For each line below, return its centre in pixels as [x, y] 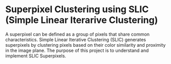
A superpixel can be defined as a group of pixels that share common [78, 34]
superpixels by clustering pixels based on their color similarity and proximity [85, 45]
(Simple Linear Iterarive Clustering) [82, 20]
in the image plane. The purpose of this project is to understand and [77, 50]
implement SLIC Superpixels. [36, 56]
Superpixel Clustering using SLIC [77, 9]
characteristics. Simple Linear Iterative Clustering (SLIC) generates [76, 40]
